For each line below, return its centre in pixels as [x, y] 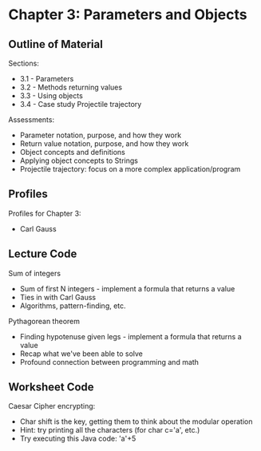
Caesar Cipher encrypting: [52, 406]
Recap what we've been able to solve [81, 354]
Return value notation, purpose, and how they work [104, 144]
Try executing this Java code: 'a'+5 [78, 439]
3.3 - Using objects [51, 96]
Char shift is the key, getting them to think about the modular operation [136, 421]
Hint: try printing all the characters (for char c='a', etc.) [110, 430]
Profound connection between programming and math [109, 362]
